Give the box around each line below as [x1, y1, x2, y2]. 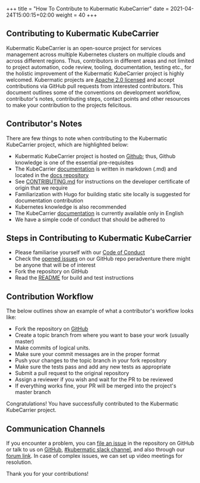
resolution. [6, 459, 33, 466]
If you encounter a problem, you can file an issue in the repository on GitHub [6, 439, 195, 447]
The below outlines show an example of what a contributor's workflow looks [6, 307, 194, 315]
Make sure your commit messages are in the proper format [14, 351, 160, 358]
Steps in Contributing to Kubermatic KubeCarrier [6, 233, 192, 243]
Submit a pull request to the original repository [14, 370, 130, 377]
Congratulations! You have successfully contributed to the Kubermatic [6, 400, 179, 407]
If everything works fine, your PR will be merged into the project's [14, 382, 177, 389]
